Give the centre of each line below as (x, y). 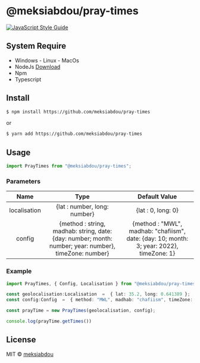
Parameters (23, 181)
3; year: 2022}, (157, 246)
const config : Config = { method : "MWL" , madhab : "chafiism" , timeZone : (100, 300)
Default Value (157, 197)
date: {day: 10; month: (157, 239)
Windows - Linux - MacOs (47, 60)
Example (19, 272)
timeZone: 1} (157, 254)
